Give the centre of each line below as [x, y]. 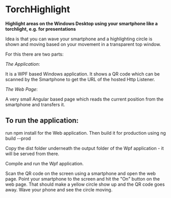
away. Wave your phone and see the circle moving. [59, 189]
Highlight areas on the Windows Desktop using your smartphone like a [82, 23]
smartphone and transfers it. [35, 104]
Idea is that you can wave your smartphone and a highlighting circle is [79, 39]
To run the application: [42, 121]
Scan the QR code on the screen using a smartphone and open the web [81, 173]
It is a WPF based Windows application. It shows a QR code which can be [82, 74]
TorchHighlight [38, 9]
